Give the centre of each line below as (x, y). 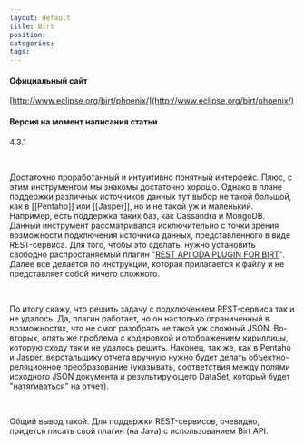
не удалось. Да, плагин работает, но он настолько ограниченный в (140, 318)
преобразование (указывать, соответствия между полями (177, 366)
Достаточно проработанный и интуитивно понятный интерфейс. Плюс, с (151, 177)
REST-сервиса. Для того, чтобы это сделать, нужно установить (132, 244)
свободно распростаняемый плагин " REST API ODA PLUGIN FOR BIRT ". (147, 254)
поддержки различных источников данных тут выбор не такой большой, (151, 196)
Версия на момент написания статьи (83, 121)
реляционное (35, 366)
